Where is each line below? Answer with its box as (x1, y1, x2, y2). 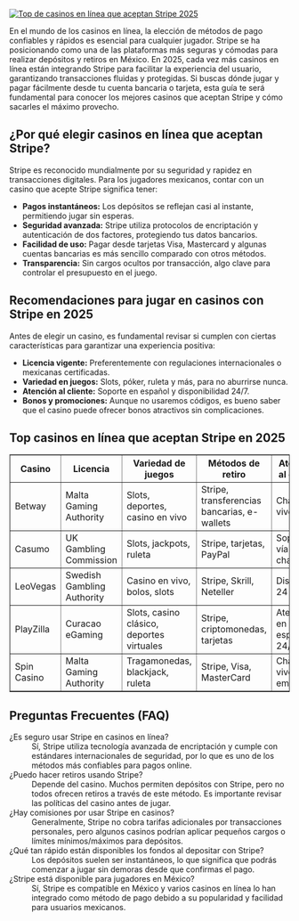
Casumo (14, 543, 51, 556)
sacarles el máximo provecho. (9, 102, 120, 111)
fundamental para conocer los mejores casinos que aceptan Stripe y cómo (9, 92, 283, 102)
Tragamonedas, (125, 655, 193, 667)
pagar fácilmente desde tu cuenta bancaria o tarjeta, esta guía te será (9, 83, 265, 93)
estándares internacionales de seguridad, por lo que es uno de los (31, 751, 274, 762)
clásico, (125, 617, 159, 630)
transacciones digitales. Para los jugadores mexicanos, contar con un (9, 174, 264, 184)
